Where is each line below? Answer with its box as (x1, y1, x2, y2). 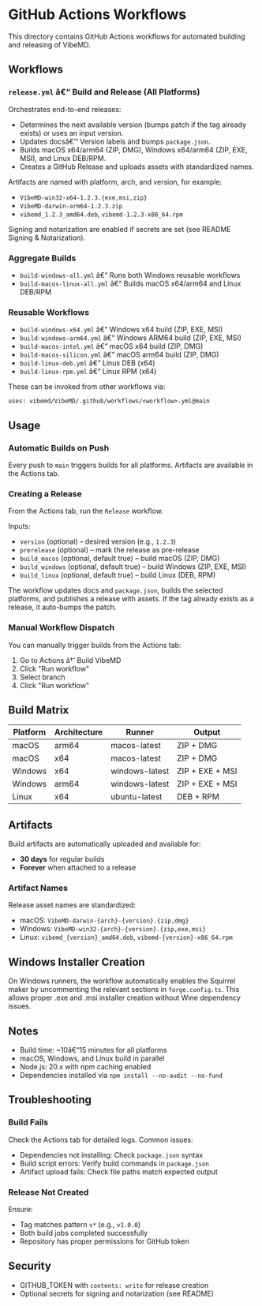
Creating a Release (8, 488, 82, 499)
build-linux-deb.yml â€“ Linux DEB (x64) (19, 358, 155, 368)
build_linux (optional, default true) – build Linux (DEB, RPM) (19, 571, 216, 580)
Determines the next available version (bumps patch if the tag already (19, 120, 247, 129)
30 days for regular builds (19, 855, 105, 864)
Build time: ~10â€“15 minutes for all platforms (19, 1046, 167, 1055)
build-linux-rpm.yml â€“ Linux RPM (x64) (19, 367, 157, 376)
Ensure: (8, 1205, 33, 1214)
